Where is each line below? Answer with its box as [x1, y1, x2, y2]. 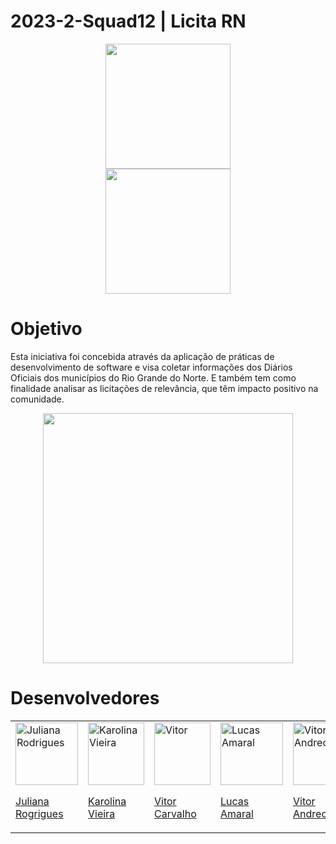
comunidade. [10, 393, 65, 405]
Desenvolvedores [10, 687, 160, 710]
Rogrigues [15, 806, 64, 820]
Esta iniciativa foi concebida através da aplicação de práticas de [10, 350, 275, 362]
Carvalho [154, 806, 197, 820]
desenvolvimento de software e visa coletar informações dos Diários [10, 361, 293, 373]
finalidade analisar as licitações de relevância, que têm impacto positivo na [10, 382, 319, 394]
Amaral [220, 806, 254, 820]
